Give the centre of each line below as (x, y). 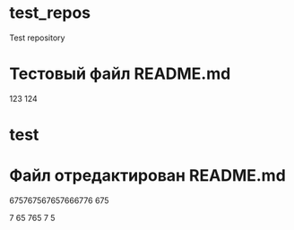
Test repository (37, 38)
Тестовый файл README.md (120, 74)
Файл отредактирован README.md (148, 176)
